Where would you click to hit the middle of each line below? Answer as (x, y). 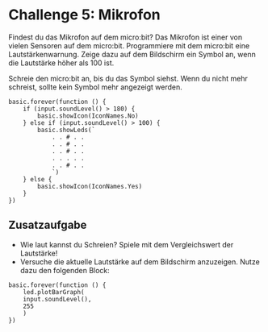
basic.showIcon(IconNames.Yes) (90, 186)
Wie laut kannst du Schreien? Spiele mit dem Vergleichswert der (127, 244)
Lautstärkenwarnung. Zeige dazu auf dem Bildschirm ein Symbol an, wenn (132, 54)
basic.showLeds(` (66, 130)
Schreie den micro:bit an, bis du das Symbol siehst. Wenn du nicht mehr (128, 78)
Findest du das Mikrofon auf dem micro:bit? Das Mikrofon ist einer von (126, 37)
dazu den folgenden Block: (65, 270)
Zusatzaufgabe (48, 225)
